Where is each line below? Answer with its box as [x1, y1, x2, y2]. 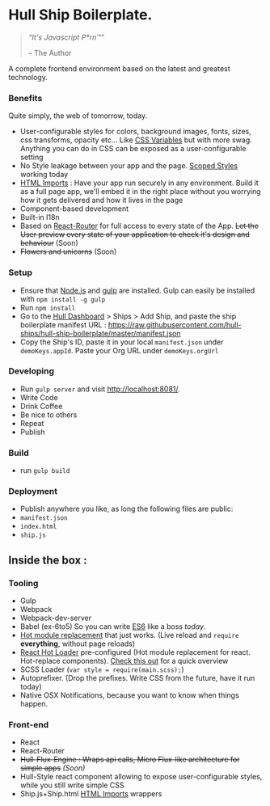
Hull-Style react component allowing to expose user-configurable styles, [19, 772, 263, 782]
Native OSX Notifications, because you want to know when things [19, 690, 240, 700]
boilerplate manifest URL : [19, 319, 107, 329]
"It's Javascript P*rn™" [27, 32, 105, 42]
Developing [8, 365, 55, 377]
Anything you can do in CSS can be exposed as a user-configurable [19, 144, 247, 154]
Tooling [8, 577, 39, 589]
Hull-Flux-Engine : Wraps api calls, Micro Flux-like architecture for [19, 754, 240, 765]
